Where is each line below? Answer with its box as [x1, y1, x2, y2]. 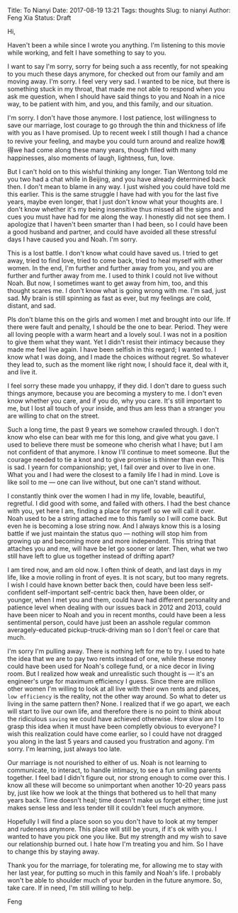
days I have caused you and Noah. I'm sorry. [7, 235, 138, 243]
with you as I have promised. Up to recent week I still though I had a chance [7, 129, 228, 137]
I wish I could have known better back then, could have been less [7, 580, 198, 589]
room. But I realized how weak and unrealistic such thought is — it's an [7, 670, 215, 678]
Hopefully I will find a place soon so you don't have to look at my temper [7, 817, 218, 825]
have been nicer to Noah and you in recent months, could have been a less [7, 611, 226, 619]
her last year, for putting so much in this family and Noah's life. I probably [7, 868, 222, 877]
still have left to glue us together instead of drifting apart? [7, 552, 175, 560]
